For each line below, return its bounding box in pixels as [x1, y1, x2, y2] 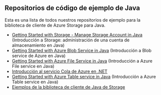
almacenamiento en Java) [11, 42, 65, 48]
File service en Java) [11, 63, 55, 69]
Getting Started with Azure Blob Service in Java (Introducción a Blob [11, 47, 152, 53]
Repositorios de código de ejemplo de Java [4, 4, 140, 12]
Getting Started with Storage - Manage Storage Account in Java [11, 32, 143, 37]
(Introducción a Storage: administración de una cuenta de [11, 37, 130, 43]
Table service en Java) [11, 79, 58, 85]
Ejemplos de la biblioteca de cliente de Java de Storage [11, 84, 125, 90]
